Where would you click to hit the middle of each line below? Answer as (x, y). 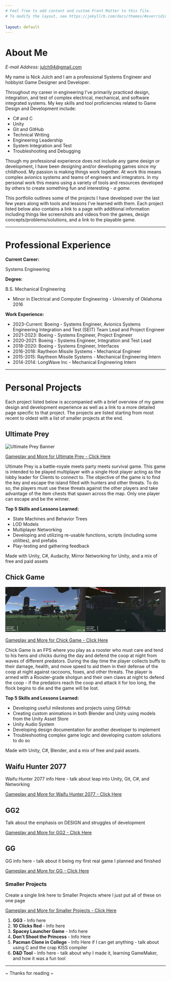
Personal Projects (44, 388)
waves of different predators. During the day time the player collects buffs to (85, 661)
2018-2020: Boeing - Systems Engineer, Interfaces (66, 346)
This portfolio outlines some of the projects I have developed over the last (82, 198)
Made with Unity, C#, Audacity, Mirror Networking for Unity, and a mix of (81, 556)
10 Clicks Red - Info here (39, 926)
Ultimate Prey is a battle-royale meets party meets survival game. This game (85, 466)
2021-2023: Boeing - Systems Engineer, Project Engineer (73, 335)
